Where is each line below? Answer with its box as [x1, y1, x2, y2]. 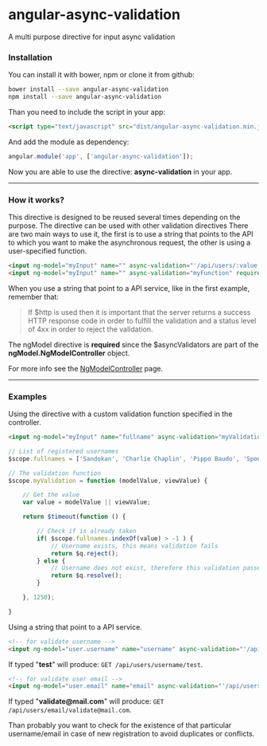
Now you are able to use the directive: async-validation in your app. [8, 167, 233, 176]
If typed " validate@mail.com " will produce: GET [8, 697, 164, 706]
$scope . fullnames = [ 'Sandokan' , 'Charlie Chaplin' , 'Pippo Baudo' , [8, 454, 240, 463]
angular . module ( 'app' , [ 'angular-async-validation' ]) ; [8, 152, 194, 160]
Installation [8, 52, 53, 63]
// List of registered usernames [8, 447, 119, 455]
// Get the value [22, 491, 80, 499]
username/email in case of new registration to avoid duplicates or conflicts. [8, 729, 255, 739]
